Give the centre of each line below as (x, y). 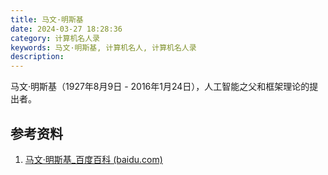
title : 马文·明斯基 (47, 19)
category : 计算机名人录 (55, 38)
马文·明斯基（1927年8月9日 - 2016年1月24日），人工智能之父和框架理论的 (160, 87)
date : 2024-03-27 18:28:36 (66, 29)
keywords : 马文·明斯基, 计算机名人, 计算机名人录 (103, 47)
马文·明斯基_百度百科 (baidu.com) (93, 159)
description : (37, 57)
